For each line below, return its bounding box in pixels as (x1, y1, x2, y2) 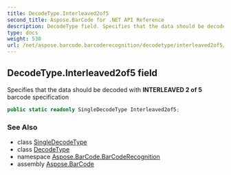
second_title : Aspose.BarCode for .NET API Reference (7, 16, 165, 23)
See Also (7, 122, 38, 132)
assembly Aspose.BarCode (16, 159, 94, 168)
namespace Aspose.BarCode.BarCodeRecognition (16, 152, 160, 161)
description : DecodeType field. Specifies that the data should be (7, 23, 205, 30)
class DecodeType (16, 145, 70, 153)
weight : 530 (7, 36, 41, 43)
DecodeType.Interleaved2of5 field (7, 67, 158, 79)
